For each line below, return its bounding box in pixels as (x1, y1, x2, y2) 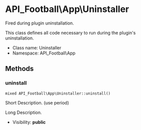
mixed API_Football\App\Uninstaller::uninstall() (5, 91, 111, 96)
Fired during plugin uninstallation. (5, 20, 74, 26)
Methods (5, 64, 34, 73)
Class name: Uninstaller (12, 44, 61, 50)
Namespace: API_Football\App (12, 50, 76, 56)
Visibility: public (12, 119, 46, 125)
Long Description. (5, 109, 42, 115)
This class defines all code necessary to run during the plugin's (5, 29, 136, 35)
